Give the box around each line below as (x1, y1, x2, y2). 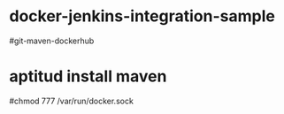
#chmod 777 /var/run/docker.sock (9, 95, 134, 106)
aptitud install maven (9, 66, 167, 87)
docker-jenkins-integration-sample (9, 6, 276, 27)
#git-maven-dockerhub (9, 35, 95, 46)
